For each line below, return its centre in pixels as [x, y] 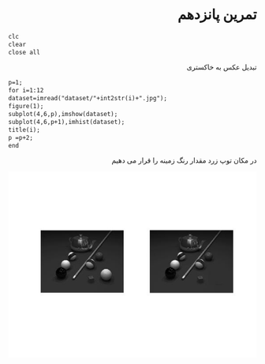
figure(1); [26, 106]
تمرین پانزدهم [217, 15]
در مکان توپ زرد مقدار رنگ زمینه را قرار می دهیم [184, 160]
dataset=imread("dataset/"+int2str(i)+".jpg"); [88, 98]
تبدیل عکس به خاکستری [222, 67]
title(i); [24, 129]
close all [24, 52]
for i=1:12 [26, 90]
